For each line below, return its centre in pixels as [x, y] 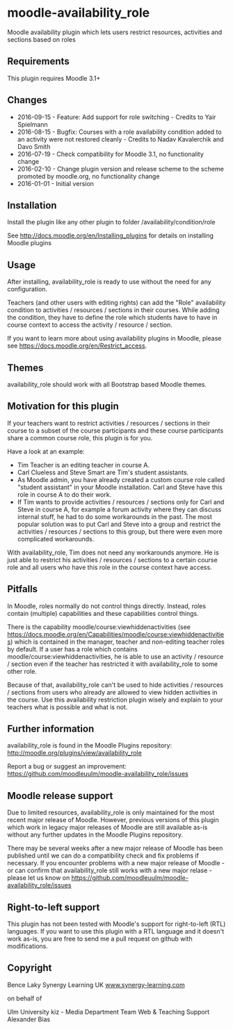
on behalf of [25, 998]
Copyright [30, 968]
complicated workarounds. [56, 539]
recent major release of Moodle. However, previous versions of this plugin [113, 820]
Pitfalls [23, 589]
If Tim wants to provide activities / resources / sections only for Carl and [121, 502]
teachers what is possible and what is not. [67, 707]
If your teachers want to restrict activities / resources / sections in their [109, 423]
